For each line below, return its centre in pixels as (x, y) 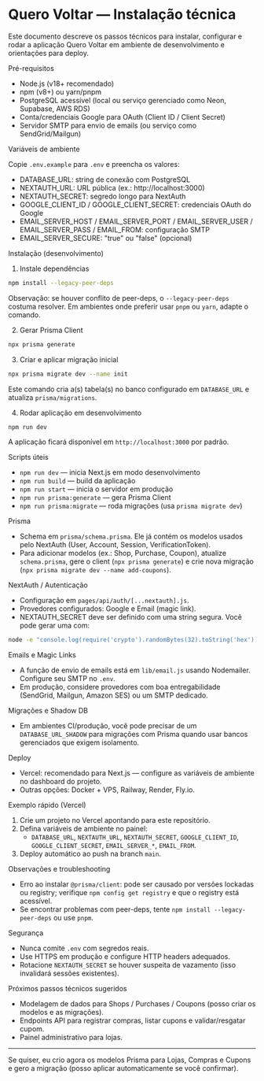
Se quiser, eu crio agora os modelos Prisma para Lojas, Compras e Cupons (130, 1060)
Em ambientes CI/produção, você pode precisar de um (108, 726)
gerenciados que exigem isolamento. (79, 742)
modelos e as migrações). (62, 1013)
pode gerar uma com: (55, 626)
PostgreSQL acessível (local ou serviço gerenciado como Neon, (123, 100)
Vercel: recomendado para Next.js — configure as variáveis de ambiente (137, 773)
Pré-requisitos (31, 68)
